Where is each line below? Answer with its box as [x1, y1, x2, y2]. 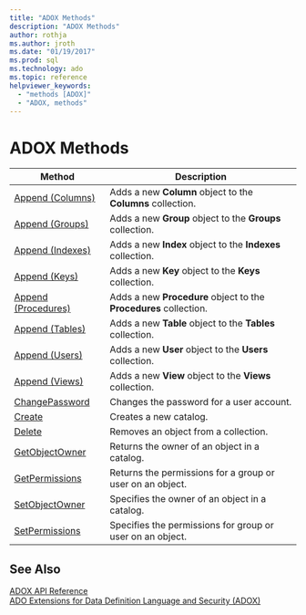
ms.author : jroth [9, 38, 76, 48]
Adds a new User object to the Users [109, 343, 269, 356]
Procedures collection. [109, 302, 208, 315]
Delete [14, 425, 43, 438]
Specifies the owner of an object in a [109, 493, 267, 506]
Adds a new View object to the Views [109, 370, 271, 382]
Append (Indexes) [14, 244, 91, 256]
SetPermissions [14, 525, 81, 537]
